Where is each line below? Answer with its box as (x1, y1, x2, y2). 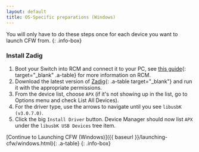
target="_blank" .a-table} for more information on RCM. (14, 71, 151, 78)
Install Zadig (6, 52, 43, 60)
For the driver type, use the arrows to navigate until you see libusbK (14, 103, 182, 110)
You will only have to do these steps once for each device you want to (6, 30, 178, 37)
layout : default (6, 8, 46, 15)
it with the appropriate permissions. (14, 84, 102, 91)
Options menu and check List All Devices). (14, 96, 119, 104)
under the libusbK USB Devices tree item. (14, 122, 116, 129)
